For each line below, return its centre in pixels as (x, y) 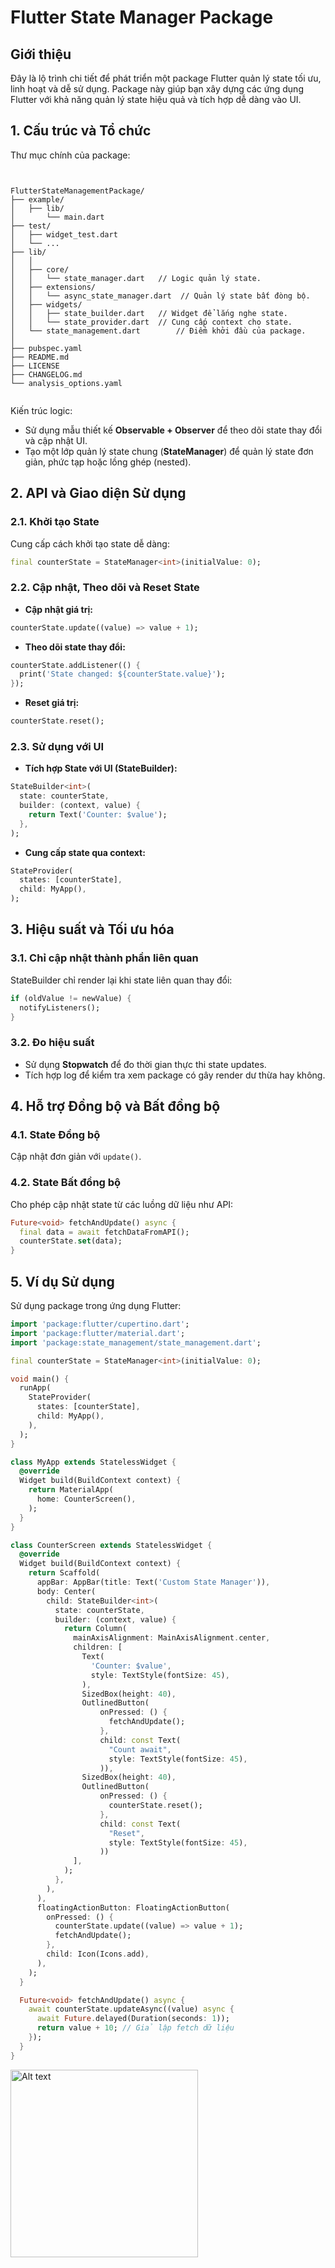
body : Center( (66, 1591)
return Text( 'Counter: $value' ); (98, 814)
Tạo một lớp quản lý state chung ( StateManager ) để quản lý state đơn (169, 451)
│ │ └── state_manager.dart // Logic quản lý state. (136, 278)
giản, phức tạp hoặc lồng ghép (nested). (108, 462)
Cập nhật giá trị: (58, 609)
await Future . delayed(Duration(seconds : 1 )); (133, 2019)
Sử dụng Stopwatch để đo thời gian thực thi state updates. (145, 1064)
